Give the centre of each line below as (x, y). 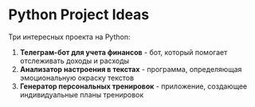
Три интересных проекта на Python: (69, 37)
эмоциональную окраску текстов (76, 77)
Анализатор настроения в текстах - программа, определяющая (131, 69)
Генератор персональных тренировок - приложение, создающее (133, 86)
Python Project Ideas (79, 15)
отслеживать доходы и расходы (75, 61)
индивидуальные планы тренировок (82, 94)
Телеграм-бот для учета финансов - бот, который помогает (124, 52)
